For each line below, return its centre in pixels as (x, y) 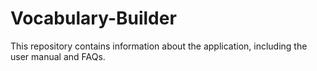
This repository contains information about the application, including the (159, 46)
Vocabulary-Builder (93, 18)
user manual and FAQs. (58, 56)
